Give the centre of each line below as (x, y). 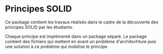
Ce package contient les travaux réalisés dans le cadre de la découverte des (82, 22)
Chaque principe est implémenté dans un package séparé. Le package (76, 36)
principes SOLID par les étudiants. (39, 27)
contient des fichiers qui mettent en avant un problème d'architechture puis (81, 41)
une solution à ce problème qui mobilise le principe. (57, 46)
